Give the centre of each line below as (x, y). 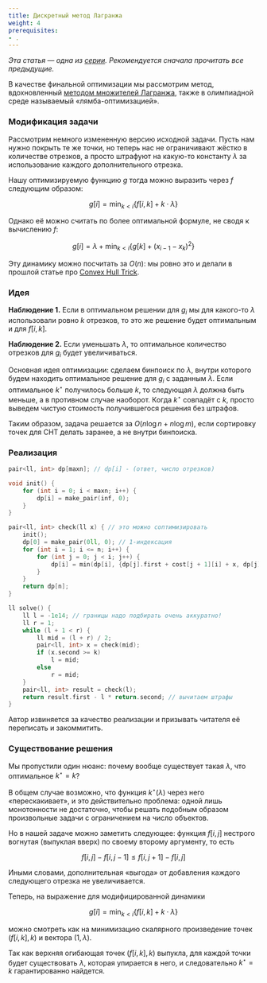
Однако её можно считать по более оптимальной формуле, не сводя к (129, 221)
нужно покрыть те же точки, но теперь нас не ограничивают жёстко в (128, 147)
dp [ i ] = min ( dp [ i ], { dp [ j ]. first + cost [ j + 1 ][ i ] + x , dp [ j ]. (157, 564)
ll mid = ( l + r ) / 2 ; (74, 638)
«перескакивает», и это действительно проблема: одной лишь (115, 801)
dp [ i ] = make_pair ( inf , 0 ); (83, 498)
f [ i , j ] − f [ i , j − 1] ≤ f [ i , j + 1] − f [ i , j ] (133, 857)
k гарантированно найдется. (56, 971)
